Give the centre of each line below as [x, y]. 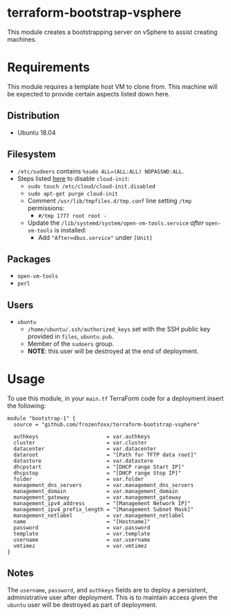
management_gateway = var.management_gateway [97, 497]
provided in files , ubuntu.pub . [70, 336]
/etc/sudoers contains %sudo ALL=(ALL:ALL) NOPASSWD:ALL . [100, 171]
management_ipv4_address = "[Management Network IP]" [102, 504]
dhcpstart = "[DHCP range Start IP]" [99, 467]
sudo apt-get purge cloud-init [73, 194]
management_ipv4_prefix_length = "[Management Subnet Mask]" [104, 510]
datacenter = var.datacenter [85, 449]
